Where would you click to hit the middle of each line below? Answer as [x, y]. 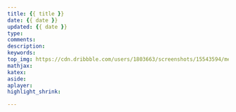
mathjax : [20, 66]
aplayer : [20, 85]
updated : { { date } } [38, 27]
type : [15, 33]
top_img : [20, 59]
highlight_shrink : [34, 92]
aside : [17, 79]
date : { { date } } [33, 20]
